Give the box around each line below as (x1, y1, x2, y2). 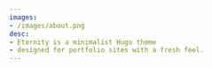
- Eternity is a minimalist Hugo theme (9, 37, 157, 47)
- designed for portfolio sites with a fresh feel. (9, 46, 204, 55)
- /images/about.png (9, 21, 86, 30)
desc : (9, 29, 29, 38)
